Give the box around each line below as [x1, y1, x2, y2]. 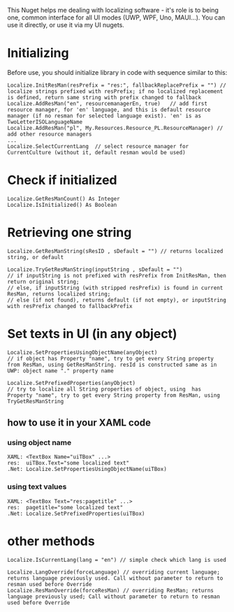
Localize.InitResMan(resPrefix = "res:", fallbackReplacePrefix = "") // [7, 82, 227, 89]
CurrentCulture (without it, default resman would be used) [7, 149, 187, 156]
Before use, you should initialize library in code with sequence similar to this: [7, 68, 228, 76]
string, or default [7, 254, 64, 261]
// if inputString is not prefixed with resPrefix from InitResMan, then [7, 272, 227, 279]
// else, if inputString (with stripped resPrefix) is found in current [7, 284, 224, 291]
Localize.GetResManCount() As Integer [7, 195, 120, 202]
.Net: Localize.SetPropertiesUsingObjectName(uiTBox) [7, 466, 168, 473]
